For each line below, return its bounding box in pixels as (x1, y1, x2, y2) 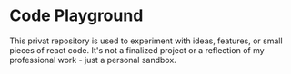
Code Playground (9, 5, 144, 26)
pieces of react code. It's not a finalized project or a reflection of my (9, 44, 266, 55)
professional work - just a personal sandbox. (9, 54, 177, 65)
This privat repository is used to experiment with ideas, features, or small (9, 35, 284, 46)
